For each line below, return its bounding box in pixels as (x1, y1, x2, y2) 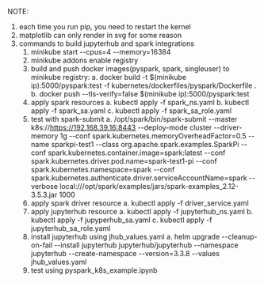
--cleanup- (220, 232, 258, 241)
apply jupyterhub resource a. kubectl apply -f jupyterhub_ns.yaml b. (30, 207, 254, 216)
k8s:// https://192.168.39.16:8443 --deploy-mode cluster (30, 123, 212, 132)
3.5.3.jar (30, 190, 58, 199)
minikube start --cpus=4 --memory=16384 (30, 47, 171, 56)
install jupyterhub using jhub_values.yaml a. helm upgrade (30, 232, 220, 241)
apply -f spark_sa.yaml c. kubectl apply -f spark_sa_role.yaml (30, 106, 231, 115)
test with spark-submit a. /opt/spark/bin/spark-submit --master (30, 115, 238, 123)
